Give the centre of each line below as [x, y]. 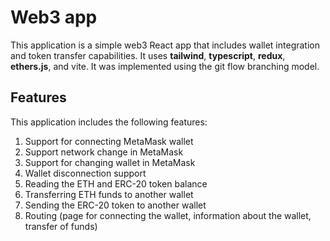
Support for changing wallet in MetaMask [110, 162]
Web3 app [54, 17]
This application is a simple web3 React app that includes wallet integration [165, 45]
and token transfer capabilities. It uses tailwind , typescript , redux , [148, 55]
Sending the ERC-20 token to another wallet [115, 205]
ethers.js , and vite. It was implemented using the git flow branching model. [165, 66]
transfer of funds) [61, 226]
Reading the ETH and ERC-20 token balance [116, 183]
